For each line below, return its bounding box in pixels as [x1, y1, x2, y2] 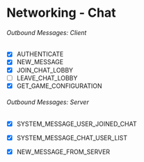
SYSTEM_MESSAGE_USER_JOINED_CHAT [16, 119, 137, 128]
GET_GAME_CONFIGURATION [16, 82, 102, 90]
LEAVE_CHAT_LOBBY [16, 73, 78, 82]
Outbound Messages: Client [6, 28, 87, 36]
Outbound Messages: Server [6, 98, 90, 106]
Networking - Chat [6, 5, 116, 21]
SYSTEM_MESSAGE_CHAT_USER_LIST [16, 133, 128, 142]
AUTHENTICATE [16, 50, 64, 59]
